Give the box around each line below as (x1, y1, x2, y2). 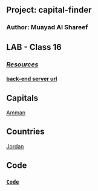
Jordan (6, 142, 24, 150)
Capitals (6, 92, 39, 103)
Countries (6, 127, 45, 137)
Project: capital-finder (6, 5, 92, 15)
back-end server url (6, 75, 57, 83)
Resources (6, 60, 39, 69)
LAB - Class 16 (6, 42, 62, 52)
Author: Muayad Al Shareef (6, 23, 88, 32)
